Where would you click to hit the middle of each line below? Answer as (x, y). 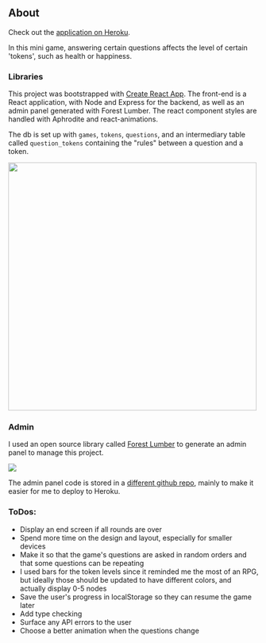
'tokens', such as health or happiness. (70, 56)
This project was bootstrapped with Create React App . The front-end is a (127, 94)
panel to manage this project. (56, 452)
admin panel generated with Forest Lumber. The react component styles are (133, 111)
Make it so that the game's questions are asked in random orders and (133, 554)
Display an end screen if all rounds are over (91, 529)
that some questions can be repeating (82, 563)
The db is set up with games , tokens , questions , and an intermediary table (127, 135)
